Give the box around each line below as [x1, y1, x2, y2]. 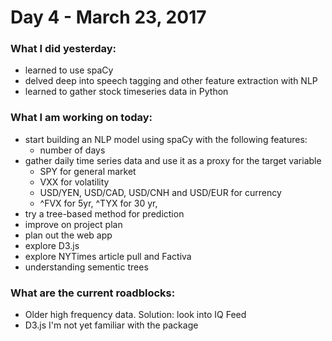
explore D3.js [24, 239, 80, 251]
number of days [39, 144, 106, 156]
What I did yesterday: [10, 42, 117, 56]
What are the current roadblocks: [10, 286, 176, 300]
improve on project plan [24, 218, 123, 230]
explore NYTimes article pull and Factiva [24, 250, 192, 262]
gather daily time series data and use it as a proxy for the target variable [24, 154, 322, 166]
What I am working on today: [10, 111, 153, 125]
